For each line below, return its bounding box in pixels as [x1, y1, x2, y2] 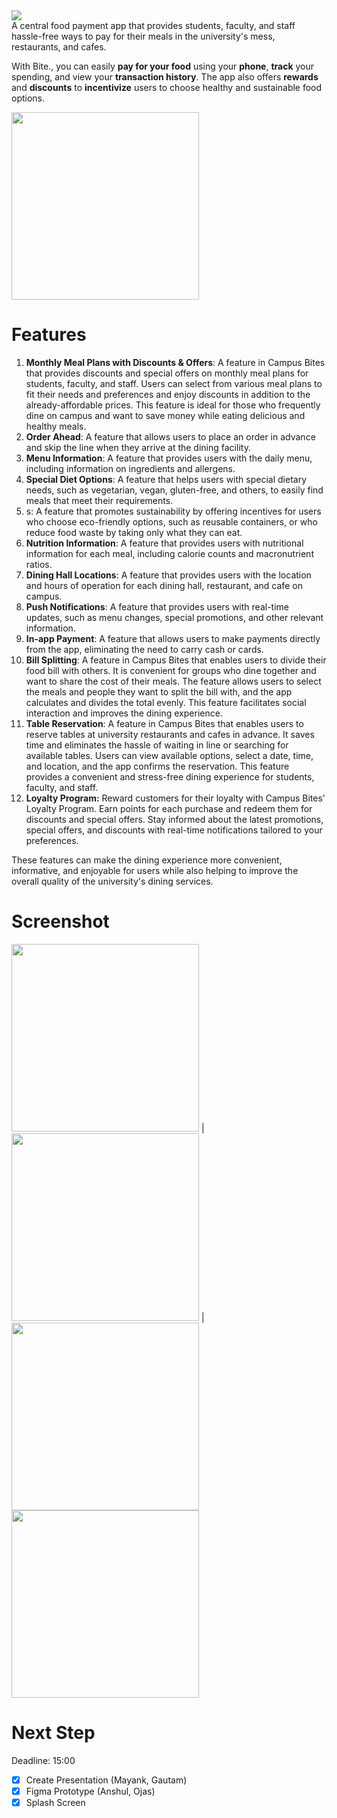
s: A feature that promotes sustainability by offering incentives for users [25, 505, 322, 517]
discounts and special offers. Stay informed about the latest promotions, [25, 813, 324, 825]
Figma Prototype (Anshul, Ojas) [25, 1785, 156, 1797]
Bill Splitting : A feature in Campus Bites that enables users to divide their [25, 654, 327, 666]
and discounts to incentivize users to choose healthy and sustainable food [11, 82, 323, 93]
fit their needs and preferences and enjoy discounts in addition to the [25, 388, 311, 400]
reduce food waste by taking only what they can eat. [25, 526, 243, 538]
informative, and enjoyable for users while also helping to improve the [11, 864, 299, 876]
